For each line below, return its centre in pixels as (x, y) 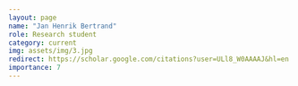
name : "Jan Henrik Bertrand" (63, 26)
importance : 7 (35, 68)
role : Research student (53, 34)
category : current (43, 43)
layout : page (33, 17)
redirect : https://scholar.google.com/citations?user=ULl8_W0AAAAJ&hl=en (149, 59)
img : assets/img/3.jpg (51, 51)
